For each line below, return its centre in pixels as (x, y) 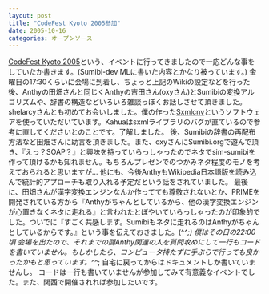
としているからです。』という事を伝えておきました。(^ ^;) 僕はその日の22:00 (132, 232)
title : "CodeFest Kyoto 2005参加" (65, 23)
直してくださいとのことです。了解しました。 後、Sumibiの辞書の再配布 (139, 132)
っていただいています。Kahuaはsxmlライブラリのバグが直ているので (141, 122)
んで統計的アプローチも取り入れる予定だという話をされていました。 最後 (128, 182)
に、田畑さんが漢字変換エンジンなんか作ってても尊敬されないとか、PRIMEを (134, 192)
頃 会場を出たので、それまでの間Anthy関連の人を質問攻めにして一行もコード (134, 242)
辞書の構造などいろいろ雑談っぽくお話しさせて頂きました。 (148, 102)
